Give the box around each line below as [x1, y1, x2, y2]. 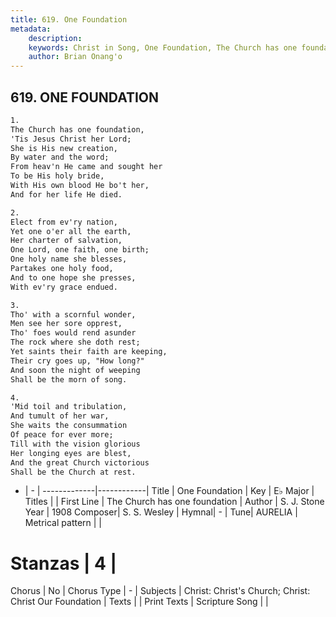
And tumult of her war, [10, 411, 110, 421]
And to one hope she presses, [10, 272, 137, 283]
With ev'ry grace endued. [10, 282, 118, 292]
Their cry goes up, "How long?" [10, 356, 145, 366]
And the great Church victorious [10, 457, 150, 468]
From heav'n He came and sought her [10, 162, 163, 172]
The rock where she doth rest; [10, 337, 141, 348]
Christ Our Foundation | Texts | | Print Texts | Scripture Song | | [10, 596, 269, 608]
